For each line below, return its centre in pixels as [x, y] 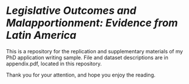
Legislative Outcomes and [71, 11]
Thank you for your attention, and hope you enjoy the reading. [81, 75]
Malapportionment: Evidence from [92, 23]
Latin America [41, 35]
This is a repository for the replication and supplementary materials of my [94, 51]
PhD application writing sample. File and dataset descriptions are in [87, 57]
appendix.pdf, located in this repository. [54, 63]
